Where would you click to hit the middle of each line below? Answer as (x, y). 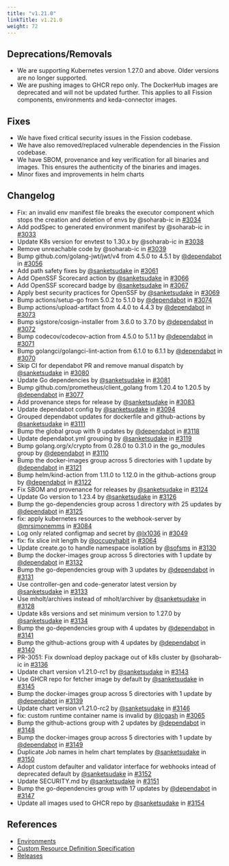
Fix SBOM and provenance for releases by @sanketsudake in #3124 (112, 489)
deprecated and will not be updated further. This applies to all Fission (114, 93)
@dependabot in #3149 (50, 745)
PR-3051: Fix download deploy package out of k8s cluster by (103, 657)
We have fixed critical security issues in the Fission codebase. (105, 138)
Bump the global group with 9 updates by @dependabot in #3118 (108, 431)
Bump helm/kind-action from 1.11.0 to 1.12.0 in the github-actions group (117, 475)
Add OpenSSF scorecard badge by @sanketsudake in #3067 (103, 285)
